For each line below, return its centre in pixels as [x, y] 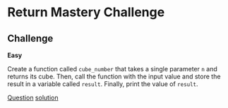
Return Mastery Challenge [86, 12]
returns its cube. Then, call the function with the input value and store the [114, 76]
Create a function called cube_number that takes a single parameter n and [112, 69]
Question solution [33, 97]
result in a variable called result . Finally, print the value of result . [103, 84]
